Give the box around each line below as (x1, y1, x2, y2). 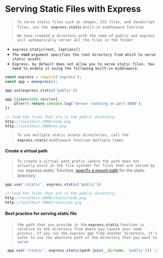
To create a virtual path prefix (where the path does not (17, 159, 140, 164)
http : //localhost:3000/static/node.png (5, 195, 86, 200)
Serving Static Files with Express (5, 3, 141, 15)
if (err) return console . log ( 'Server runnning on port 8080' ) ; (14, 101, 143, 106)
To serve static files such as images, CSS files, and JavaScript (17, 20, 155, 24)
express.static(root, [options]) (12, 47, 81, 52)
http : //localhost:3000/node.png (5, 119, 71, 124)
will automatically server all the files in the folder (17, 38, 133, 43)
